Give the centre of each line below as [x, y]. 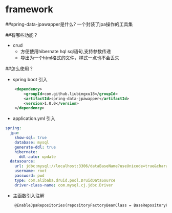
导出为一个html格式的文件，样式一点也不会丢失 [70, 58]
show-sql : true [31, 138]
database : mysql [32, 142]
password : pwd [29, 176]
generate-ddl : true [35, 147]
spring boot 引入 [30, 79]
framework [29, 9]
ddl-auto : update [37, 157]
